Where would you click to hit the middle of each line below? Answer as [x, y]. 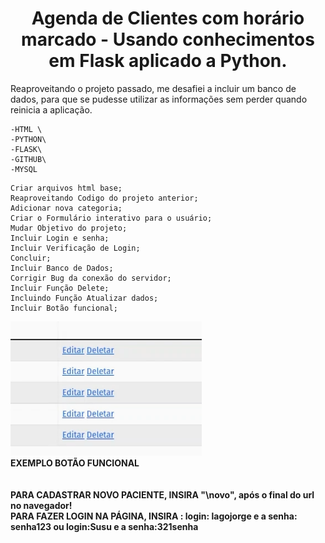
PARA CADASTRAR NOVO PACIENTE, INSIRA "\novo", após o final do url [162, 494]
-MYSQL [24, 169]
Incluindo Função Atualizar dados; [84, 298]
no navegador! [41, 505]
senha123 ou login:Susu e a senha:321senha [104, 526]
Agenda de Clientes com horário [168, 18]
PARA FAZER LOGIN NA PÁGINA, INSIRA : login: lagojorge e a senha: [154, 516]
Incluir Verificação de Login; [75, 248]
